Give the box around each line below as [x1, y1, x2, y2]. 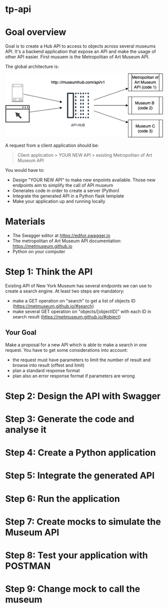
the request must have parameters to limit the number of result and [12, 357, 151, 363]
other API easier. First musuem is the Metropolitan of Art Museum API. [5, 54, 150, 60]
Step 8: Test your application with [5, 550, 148, 561]
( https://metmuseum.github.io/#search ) [12, 303, 94, 309]
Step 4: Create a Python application [5, 447, 156, 458]
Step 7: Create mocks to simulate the [5, 516, 161, 527]
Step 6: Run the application [5, 493, 120, 504]
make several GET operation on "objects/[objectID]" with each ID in [12, 308, 151, 315]
